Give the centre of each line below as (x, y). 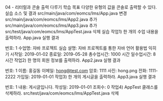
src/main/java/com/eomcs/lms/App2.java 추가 (51, 19)
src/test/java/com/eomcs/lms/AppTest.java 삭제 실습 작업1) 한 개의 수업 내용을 (82, 31)
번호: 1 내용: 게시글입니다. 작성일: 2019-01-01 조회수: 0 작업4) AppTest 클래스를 (81, 87)
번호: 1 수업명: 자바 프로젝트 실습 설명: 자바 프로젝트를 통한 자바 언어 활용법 (76, 48)
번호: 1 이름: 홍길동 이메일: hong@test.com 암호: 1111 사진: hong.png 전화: (76, 71)
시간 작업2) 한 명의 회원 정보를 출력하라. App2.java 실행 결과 (63, 60)
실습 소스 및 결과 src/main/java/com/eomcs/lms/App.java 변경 (66, 13)
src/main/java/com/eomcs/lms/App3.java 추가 (51, 25)
